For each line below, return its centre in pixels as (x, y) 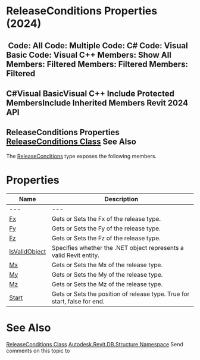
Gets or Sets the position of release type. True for (121, 294)
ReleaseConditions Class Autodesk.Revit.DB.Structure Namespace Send (95, 344)
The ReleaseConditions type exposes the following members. (81, 156)
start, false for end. (78, 301)
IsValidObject (28, 251)
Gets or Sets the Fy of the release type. (106, 228)
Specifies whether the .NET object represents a (118, 248)
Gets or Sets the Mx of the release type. (107, 265)
